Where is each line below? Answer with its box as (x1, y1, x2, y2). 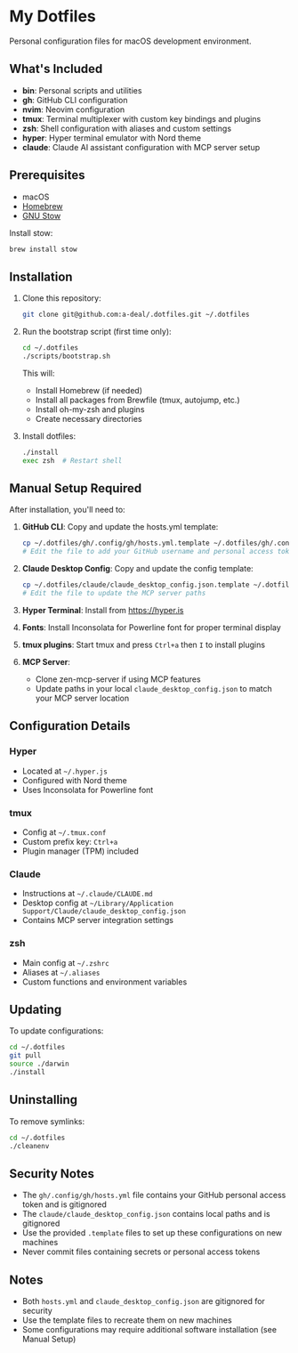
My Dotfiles (9, 6, 96, 27)
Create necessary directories (35, 413, 142, 424)
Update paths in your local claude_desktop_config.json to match (35, 683, 273, 693)
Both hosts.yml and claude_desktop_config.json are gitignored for (21, 1296, 265, 1307)
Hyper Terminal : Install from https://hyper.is (21, 604, 184, 615)
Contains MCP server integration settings (21, 915, 173, 926)
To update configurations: (9, 1025, 104, 1036)
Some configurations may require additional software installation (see (21, 1325, 278, 1335)
